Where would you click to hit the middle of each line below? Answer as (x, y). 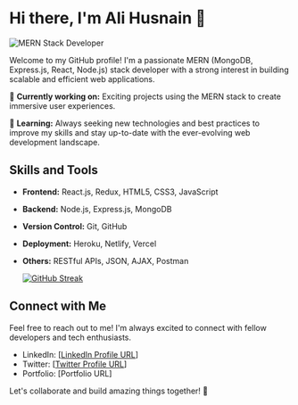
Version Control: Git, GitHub (74, 226)
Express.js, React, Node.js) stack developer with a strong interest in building (149, 70)
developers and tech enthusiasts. (70, 337)
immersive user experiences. (62, 105)
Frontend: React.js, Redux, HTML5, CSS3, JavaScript (120, 192)
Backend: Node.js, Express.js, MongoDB (97, 209)
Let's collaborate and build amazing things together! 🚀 (109, 391)
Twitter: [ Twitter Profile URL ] (74, 364)
